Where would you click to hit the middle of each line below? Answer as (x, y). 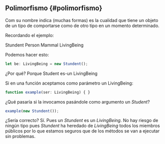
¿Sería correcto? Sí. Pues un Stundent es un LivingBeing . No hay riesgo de (82, 120)
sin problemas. (20, 136)
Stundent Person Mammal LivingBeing (44, 45)
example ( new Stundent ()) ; (32, 111)
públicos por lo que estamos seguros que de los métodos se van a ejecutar (82, 131)
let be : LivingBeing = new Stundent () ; (47, 64)
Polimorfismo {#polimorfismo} (54, 8)
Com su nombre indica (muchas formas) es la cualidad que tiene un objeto (82, 20)
